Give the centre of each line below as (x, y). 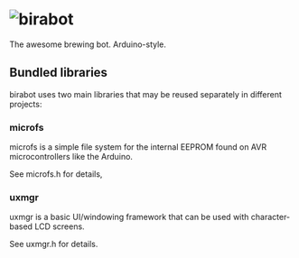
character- (271, 217)
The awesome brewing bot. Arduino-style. (88, 44)
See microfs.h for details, (56, 174)
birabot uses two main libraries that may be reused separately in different (146, 94)
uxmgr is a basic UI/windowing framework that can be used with (129, 217)
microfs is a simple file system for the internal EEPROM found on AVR (138, 147)
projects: (26, 104)
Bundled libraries (59, 73)
